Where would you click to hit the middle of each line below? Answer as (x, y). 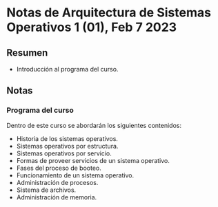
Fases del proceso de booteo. (59, 168)
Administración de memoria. (57, 197)
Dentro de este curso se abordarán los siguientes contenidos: (94, 125)
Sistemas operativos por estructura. (67, 146)
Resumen (27, 53)
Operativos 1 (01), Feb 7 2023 (92, 27)
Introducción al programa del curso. (67, 69)
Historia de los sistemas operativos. (67, 138)
